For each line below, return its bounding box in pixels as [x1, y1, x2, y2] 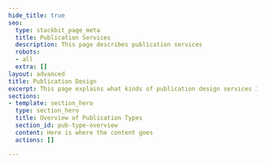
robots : [15, 48, 41, 56]
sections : [8, 92, 41, 100]
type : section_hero [15, 107, 80, 115]
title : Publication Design [8, 77, 97, 85]
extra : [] [15, 63, 47, 71]
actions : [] [15, 135, 55, 144]
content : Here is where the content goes [15, 128, 154, 136]
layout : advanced [8, 70, 65, 78]
